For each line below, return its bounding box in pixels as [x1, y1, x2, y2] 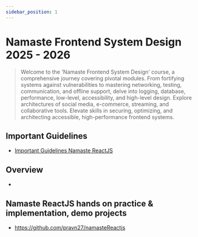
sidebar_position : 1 [5, 9, 58, 15]
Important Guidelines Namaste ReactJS [14, 147, 113, 154]
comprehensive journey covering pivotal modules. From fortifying [20, 74, 185, 82]
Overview [5, 165, 44, 175]
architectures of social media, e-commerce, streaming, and [20, 100, 169, 108]
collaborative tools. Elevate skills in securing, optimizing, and [20, 107, 173, 114]
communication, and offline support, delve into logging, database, [20, 88, 186, 95]
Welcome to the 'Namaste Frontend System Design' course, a [20, 68, 175, 75]
